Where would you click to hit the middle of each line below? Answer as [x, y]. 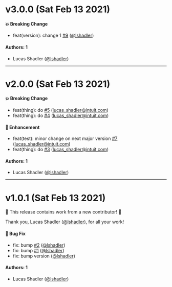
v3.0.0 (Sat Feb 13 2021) [58, 9]
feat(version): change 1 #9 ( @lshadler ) [53, 35]
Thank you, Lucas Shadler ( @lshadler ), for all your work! [65, 222]
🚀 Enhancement [23, 127]
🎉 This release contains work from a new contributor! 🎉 [63, 212]
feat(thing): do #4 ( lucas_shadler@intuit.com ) [61, 115]
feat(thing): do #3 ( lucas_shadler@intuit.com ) [61, 150]
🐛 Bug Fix [15, 233]
